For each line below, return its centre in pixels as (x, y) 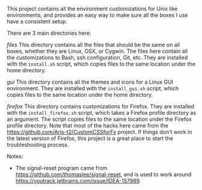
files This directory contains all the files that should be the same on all (93, 45)
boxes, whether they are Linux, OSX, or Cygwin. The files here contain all (97, 51)
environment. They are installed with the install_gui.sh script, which (93, 88)
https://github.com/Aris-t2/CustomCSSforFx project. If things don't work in (99, 132)
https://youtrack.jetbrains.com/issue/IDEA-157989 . (78, 181)
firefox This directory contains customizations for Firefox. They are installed (101, 106)
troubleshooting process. (38, 145)
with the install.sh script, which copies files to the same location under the (101, 64)
